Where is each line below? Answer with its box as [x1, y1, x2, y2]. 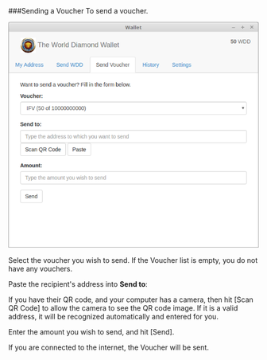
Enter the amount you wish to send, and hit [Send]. [8, 327, 175, 337]
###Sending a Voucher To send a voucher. [8, 6, 149, 15]
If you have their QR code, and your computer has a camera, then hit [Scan [8, 295, 254, 304]
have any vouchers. [8, 264, 73, 274]
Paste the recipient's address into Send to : [8, 280, 149, 289]
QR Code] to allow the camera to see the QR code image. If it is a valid [8, 303, 238, 313]
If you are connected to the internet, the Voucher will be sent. [8, 342, 209, 352]
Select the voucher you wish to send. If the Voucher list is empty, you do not [8, 256, 258, 265]
